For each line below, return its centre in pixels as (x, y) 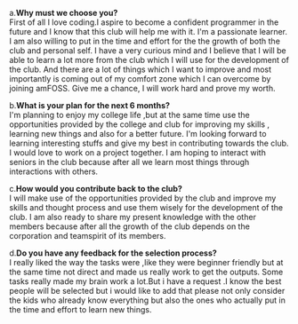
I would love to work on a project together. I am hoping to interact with (138, 153)
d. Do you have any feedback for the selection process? (113, 253)
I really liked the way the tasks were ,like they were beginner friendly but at (146, 262)
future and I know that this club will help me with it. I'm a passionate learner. (148, 32)
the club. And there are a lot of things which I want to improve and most (141, 69)
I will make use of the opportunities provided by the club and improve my (143, 198)
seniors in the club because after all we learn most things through (129, 162)
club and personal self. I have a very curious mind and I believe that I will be (148, 51)
